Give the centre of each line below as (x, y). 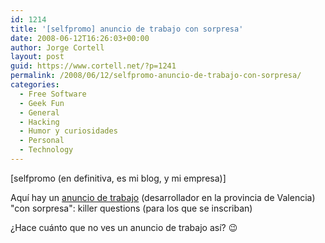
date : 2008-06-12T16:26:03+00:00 (80, 38)
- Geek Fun (42, 103)
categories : (35, 85)
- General (39, 112)
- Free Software (53, 94)
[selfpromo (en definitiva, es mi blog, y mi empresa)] (118, 178)
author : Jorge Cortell (57, 47)
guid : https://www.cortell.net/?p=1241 (93, 66)
